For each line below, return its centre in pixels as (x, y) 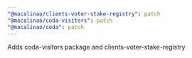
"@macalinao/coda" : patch (46, 27)
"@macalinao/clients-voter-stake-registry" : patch (84, 14)
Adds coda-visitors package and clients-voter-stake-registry (96, 47)
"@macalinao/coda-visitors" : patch (60, 21)
